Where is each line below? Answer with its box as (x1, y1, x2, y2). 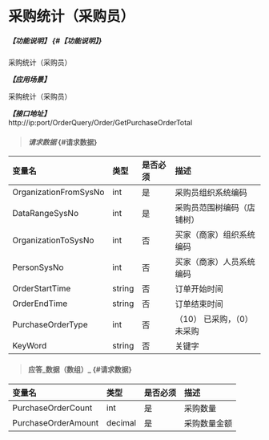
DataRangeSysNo (12, 208, 78, 219)
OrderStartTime (12, 283, 71, 294)
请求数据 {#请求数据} (27, 137, 98, 147)
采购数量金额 (183, 418, 233, 429)
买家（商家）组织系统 (175, 230, 255, 241)
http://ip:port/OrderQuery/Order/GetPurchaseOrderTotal (8, 118, 193, 128)
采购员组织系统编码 (175, 187, 247, 198)
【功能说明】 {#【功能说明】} (8, 35, 102, 45)
